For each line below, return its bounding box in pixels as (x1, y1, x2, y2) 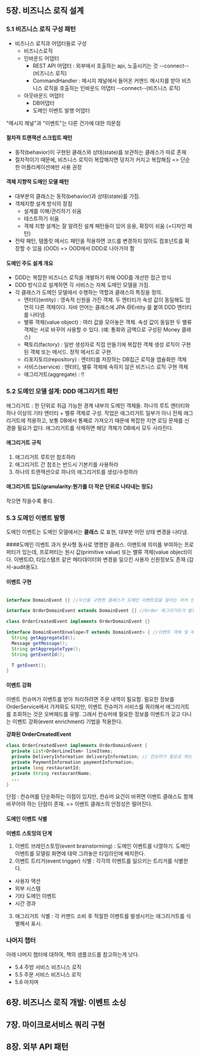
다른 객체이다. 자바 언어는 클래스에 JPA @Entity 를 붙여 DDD (35, 303, 176, 311)
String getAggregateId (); (11, 635, 76, 641)
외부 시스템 (14, 885, 41, 892)
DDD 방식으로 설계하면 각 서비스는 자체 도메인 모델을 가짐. (14, 281, 150, 289)
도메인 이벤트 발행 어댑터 (32, 107, 90, 114)
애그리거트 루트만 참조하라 (14, 453, 76, 460)
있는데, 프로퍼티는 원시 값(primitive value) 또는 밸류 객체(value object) (21, 548, 187, 556)
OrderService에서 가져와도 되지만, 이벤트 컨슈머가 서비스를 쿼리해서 (6, 703, 165, 711)
